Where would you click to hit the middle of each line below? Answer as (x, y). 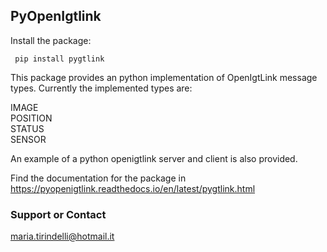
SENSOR (28, 139)
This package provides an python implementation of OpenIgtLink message (164, 77)
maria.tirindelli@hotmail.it (62, 236)
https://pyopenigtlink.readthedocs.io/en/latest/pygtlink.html (133, 188)
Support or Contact (58, 214)
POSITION (31, 118)
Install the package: (51, 40)
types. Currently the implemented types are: (101, 88)
